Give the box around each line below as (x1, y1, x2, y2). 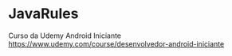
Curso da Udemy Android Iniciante (8, 31, 122, 40)
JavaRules (8, 5, 79, 23)
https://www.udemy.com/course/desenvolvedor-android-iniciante (8, 39, 225, 48)
